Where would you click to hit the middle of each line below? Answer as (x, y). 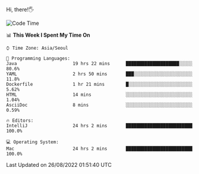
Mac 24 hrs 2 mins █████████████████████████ (99, 149)
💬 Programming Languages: (38, 59)
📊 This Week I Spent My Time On (48, 35)
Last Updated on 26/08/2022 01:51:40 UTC (59, 165)
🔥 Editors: (20, 121)
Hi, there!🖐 (20, 9)
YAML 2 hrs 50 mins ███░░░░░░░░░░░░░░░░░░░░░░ (99, 74)
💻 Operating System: (33, 142)
